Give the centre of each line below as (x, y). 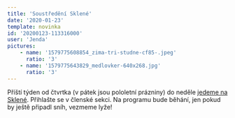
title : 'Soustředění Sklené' (50, 14)
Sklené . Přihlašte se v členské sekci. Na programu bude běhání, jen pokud (114, 99)
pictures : (22, 46)
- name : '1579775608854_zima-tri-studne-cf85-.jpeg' (98, 53)
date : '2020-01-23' (36, 20)
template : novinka (34, 27)
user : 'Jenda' (28, 40)
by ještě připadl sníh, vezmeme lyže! (60, 107)
